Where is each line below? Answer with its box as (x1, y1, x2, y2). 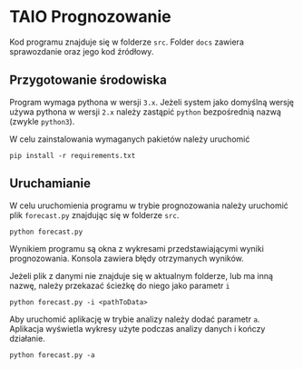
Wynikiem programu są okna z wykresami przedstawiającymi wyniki (9, 243, 265, 254)
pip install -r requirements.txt (9, 151, 136, 160)
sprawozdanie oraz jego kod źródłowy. (9, 45, 154, 56)
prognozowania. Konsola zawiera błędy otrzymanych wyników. (9, 253, 245, 264)
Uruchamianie (9, 175, 91, 192)
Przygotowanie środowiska (9, 73, 168, 88)
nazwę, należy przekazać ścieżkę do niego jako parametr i (9, 280, 230, 291)
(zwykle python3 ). (9, 115, 75, 126)
